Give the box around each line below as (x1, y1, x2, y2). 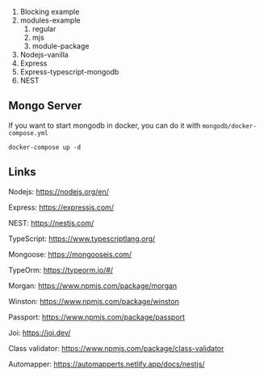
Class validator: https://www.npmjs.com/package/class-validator (8, 343, 224, 353)
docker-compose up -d (8, 143, 82, 151)
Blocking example (19, 7, 80, 16)
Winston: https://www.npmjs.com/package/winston (8, 296, 179, 306)
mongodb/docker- (202, 121, 257, 130)
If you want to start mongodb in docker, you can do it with (8, 121, 201, 130)
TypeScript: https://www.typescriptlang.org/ (8, 234, 156, 244)
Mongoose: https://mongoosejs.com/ (8, 249, 132, 259)
